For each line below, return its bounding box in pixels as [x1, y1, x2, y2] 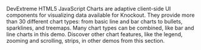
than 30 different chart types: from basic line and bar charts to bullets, [6, 18, 183, 25]
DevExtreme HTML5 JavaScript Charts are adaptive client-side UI [6, 5, 171, 12]
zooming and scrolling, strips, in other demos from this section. [6, 37, 165, 44]
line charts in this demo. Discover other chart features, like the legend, [6, 31, 183, 38]
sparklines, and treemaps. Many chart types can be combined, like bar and [6, 24, 194, 31]
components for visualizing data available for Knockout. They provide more [6, 11, 195, 19]
